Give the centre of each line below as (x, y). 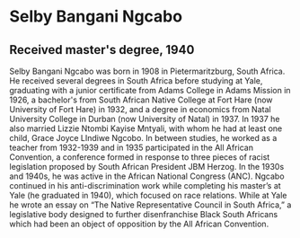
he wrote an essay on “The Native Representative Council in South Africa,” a (150, 205)
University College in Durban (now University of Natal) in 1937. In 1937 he (145, 119)
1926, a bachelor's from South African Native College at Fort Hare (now (141, 100)
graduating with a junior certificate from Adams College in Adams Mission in (150, 90)
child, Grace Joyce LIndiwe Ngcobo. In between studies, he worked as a (143, 138)
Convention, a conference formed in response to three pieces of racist (140, 157)
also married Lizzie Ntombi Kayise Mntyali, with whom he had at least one (146, 128)
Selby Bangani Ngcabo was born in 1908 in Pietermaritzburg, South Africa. (147, 71)
